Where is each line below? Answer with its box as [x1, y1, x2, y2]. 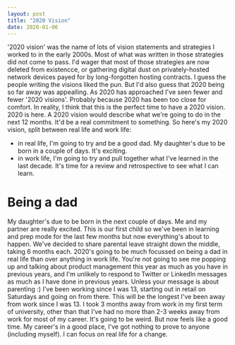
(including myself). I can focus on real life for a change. [7, 330, 168, 339]
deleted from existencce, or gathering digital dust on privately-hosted [7, 65, 210, 74]
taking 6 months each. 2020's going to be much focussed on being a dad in [7, 247, 228, 256]
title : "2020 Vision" [7, 17, 71, 24]
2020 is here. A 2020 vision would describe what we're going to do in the [7, 110, 221, 119]
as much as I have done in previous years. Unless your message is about [7, 277, 219, 286]
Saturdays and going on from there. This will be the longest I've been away [7, 293, 226, 301]
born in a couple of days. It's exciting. [17, 146, 128, 156]
